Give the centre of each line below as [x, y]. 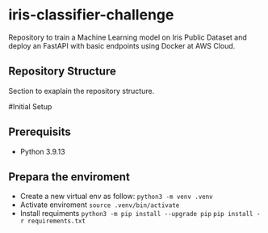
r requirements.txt [53, 221]
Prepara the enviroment [69, 177]
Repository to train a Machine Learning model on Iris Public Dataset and [128, 37]
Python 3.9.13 [43, 151]
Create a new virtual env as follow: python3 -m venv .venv [117, 197]
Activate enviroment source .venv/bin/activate [100, 205]
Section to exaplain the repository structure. [82, 91]
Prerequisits [40, 132]
